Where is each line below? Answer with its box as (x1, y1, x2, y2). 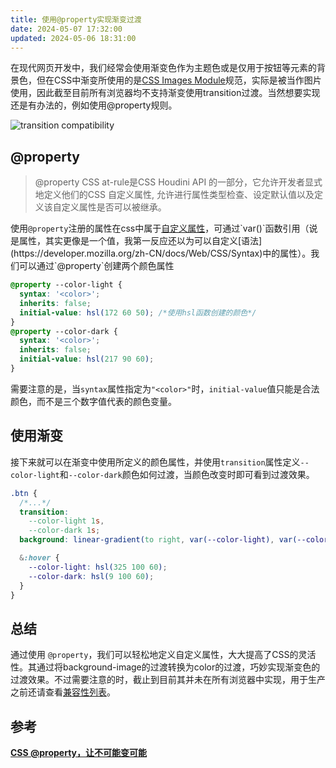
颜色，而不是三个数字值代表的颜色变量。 (10, 395, 177, 407)
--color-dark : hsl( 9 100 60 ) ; (28, 571, 155, 581)
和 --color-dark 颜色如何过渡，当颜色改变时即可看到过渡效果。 (59, 468, 315, 480)
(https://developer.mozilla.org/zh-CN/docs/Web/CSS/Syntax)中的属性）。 (10, 247, 312, 260)
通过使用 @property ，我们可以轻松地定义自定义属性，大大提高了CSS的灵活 (10, 649, 317, 661)
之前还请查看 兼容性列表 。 (10, 686, 116, 698)
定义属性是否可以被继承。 (61, 201, 167, 213)
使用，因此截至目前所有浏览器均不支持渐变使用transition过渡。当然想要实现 (10, 87, 321, 99)
